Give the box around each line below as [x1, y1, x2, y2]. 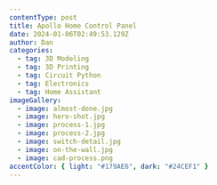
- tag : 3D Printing [17, 63, 90, 72]
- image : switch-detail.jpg [17, 137, 122, 146]
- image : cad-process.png [17, 153, 114, 163]
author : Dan [9, 37, 53, 47]
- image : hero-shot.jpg [17, 112, 105, 121]
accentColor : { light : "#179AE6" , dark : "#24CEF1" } [9, 162, 209, 171]
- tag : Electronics [17, 79, 90, 88]
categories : [9, 46, 53, 55]
